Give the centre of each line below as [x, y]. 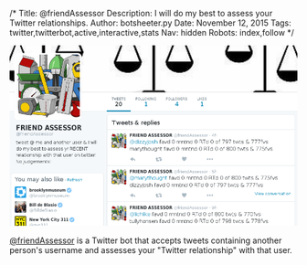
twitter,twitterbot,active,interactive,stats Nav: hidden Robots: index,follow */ [152, 32]
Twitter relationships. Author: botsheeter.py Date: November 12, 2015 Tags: [151, 23]
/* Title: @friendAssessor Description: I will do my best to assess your [141, 13]
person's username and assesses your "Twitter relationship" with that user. [151, 249]
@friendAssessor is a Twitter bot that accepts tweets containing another [146, 240]
